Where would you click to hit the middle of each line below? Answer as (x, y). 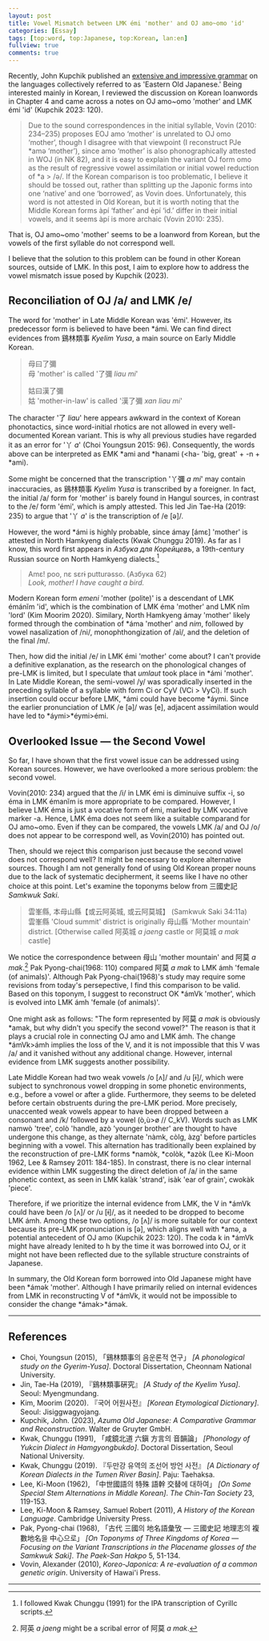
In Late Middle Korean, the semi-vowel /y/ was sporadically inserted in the (130, 682)
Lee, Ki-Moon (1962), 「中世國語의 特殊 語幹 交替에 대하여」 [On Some (135, 1484)
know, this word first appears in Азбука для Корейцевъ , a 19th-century (126, 549)
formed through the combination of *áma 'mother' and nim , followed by (126, 624)
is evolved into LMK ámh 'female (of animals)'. (84, 1002)
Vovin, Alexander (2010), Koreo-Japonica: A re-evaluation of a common (139, 1564)
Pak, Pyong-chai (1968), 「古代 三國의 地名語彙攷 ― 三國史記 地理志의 (135, 1528)
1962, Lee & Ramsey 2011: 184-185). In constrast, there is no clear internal (130, 1162)
